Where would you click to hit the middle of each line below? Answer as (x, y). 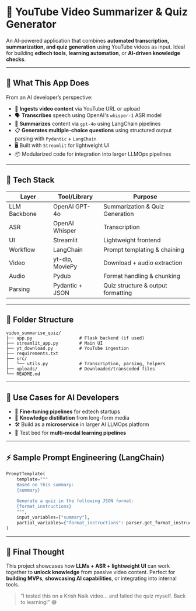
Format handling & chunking (142, 276)
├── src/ (17, 359)
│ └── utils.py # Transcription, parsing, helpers (86, 364)
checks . (16, 59)
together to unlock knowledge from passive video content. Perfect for (91, 572)
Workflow (22, 249)
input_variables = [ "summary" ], (53, 517)
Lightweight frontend (132, 240)
